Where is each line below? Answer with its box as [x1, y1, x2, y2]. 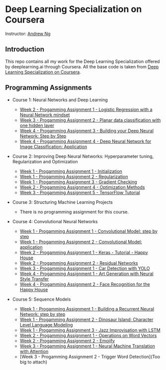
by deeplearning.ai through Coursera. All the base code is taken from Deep [5, 63, 159, 69]
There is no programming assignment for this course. [19, 209, 129, 215]
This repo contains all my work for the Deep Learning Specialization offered [5, 58, 160, 64]
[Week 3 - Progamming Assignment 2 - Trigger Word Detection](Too [19, 354, 161, 360]
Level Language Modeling [19, 322, 73, 328]
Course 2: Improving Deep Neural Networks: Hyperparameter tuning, [12, 153, 154, 159]
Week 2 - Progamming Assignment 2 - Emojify [19, 338, 115, 344]
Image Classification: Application [19, 143, 87, 149]
